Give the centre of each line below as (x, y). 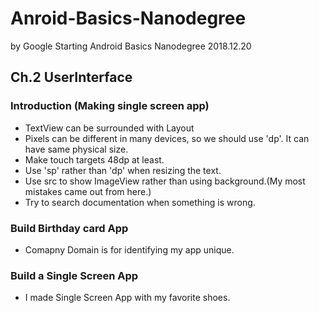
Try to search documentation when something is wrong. (140, 202)
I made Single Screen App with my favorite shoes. (127, 298)
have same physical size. (76, 149)
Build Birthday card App (69, 228)
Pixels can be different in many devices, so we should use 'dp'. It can (167, 138)
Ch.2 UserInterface (71, 77)
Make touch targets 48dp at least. (94, 159)
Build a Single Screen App (74, 275)
